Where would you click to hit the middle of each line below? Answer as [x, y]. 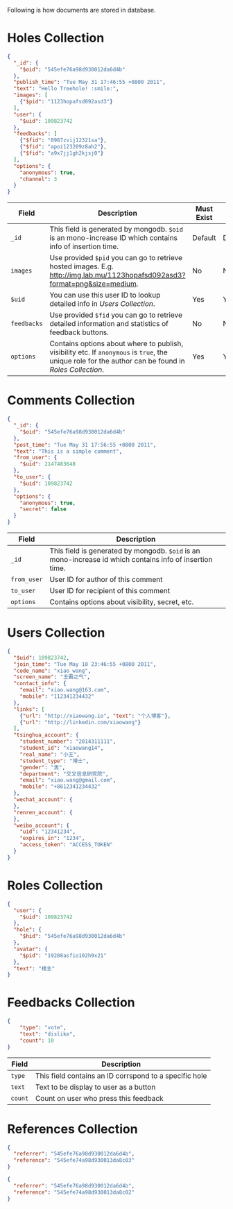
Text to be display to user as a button [95, 1087]
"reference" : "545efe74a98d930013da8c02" [74, 1192]
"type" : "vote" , [43, 1028]
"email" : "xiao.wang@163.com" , [65, 690]
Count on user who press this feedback [100, 1098]
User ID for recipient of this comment [110, 591]
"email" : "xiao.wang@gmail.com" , [68, 780]
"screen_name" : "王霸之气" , [52, 677]
